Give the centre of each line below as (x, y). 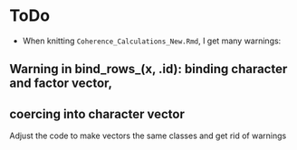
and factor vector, (61, 84)
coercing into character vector (97, 114)
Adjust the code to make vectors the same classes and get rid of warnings (148, 136)
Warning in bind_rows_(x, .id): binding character (148, 69)
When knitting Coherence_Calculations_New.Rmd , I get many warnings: (152, 41)
